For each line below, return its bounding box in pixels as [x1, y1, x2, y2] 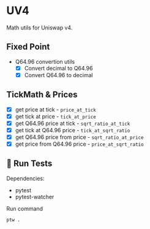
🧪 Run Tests [6, 159, 53, 169]
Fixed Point [6, 42, 50, 52]
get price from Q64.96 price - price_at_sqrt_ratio [15, 140, 144, 148]
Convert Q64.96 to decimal [24, 71, 93, 78]
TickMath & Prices [6, 89, 78, 100]
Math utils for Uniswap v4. [6, 24, 73, 31]
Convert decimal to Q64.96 [24, 64, 93, 72]
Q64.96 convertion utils [15, 58, 75, 65]
